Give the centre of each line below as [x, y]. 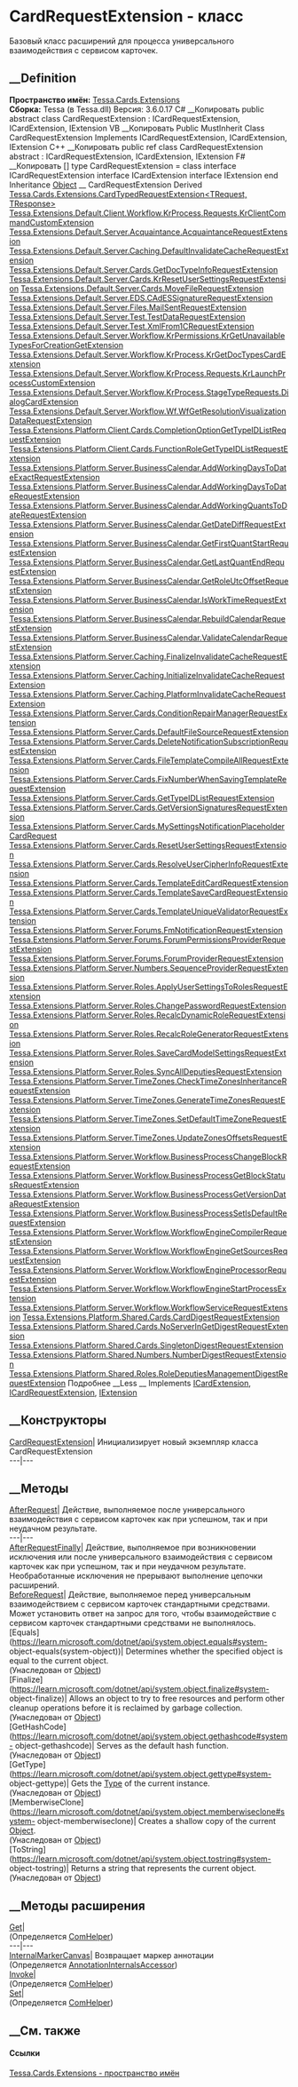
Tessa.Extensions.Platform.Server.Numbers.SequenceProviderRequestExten [149, 968]
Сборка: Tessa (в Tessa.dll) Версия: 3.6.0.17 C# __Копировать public [137, 109]
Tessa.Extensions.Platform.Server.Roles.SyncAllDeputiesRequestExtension [145, 1071]
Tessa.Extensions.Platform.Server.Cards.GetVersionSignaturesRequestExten [149, 807]
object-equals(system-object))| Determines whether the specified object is [146, 1651]
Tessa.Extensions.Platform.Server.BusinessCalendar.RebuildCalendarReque [148, 618]
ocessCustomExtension [52, 383]
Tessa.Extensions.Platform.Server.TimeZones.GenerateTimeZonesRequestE [147, 1099]
